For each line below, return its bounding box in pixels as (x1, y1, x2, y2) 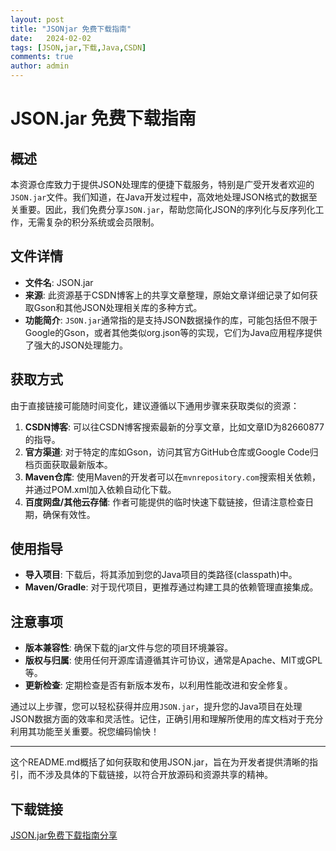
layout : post (10, 14, 65, 25)
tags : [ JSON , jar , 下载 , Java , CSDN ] (10, 42, 147, 53)
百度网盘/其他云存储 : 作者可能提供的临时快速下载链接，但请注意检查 (24, 496, 306, 508)
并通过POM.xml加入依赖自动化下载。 (24, 483, 177, 495)
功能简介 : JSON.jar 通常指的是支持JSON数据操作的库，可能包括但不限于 (24, 314, 318, 326)
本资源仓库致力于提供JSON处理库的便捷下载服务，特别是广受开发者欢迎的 (10, 179, 315, 190)
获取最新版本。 (51, 458, 113, 470)
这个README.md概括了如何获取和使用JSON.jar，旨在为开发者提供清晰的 (10, 756, 310, 768)
